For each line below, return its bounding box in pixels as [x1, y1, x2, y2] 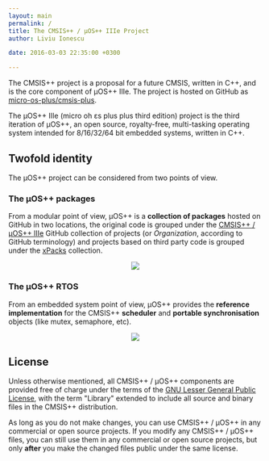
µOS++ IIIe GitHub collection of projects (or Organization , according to [8, 228, 243, 238]
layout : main [8, 11, 52, 20]
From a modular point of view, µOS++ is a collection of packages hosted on [8, 212, 261, 221]
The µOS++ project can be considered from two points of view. [8, 173, 218, 182]
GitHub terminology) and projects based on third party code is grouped [8, 237, 245, 247]
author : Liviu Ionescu [8, 34, 85, 43]
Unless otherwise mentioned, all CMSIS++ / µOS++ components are [8, 376, 235, 386]
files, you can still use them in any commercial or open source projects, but [8, 435, 258, 445]
